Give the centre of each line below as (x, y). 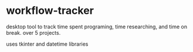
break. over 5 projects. (33, 32)
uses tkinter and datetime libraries (47, 44)
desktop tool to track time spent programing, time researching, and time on (97, 27)
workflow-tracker (50, 11)
